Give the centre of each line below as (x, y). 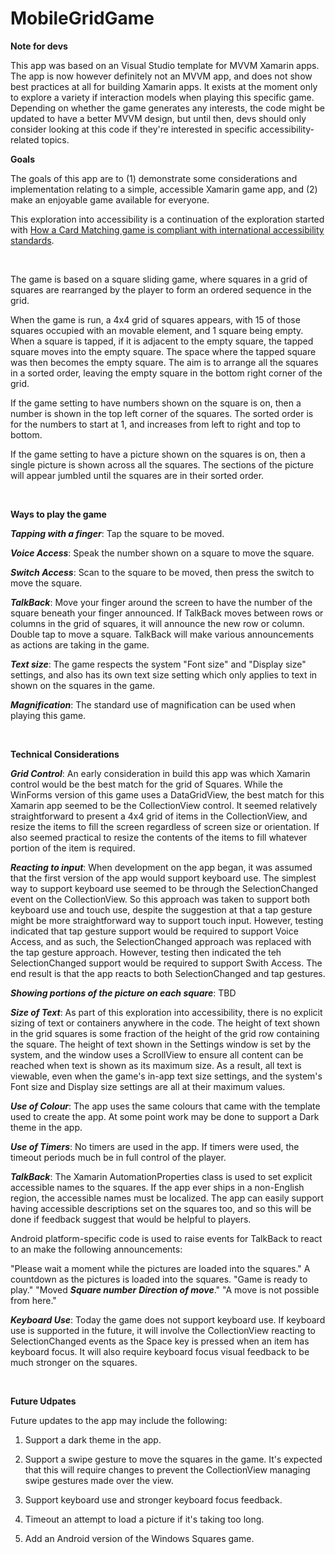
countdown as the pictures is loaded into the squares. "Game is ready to (159, 1279)
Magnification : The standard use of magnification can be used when (153, 704)
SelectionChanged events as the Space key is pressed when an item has (160, 1341)
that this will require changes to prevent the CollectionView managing (167, 1469)
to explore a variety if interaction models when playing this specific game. (162, 97)
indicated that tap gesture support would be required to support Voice (154, 931)
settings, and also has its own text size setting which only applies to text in (164, 674)
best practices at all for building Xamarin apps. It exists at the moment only (164, 86)
